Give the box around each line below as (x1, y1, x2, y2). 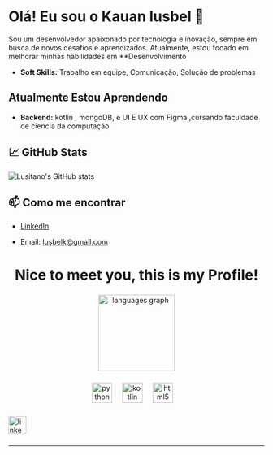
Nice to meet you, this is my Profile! (15, 266, 258, 284)
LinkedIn (19, 221, 50, 231)
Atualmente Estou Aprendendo (8, 91, 168, 105)
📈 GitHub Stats (8, 145, 88, 159)
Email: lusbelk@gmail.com (19, 237, 108, 247)
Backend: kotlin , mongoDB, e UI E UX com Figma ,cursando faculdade (19, 112, 258, 122)
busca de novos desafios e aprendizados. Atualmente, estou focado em (8, 42, 249, 52)
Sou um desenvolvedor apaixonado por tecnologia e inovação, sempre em (8, 34, 258, 44)
